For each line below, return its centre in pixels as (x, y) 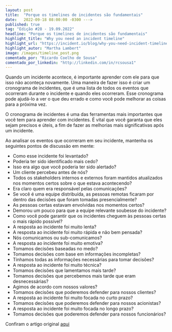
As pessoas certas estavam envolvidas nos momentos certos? (79, 205)
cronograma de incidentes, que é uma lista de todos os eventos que (77, 88)
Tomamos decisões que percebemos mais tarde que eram (74, 276)
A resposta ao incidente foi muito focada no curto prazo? (73, 298)
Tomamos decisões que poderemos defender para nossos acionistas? (87, 303)
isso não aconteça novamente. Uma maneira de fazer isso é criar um (78, 83)
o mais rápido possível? (38, 222)
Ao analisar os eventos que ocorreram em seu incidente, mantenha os (79, 141)
